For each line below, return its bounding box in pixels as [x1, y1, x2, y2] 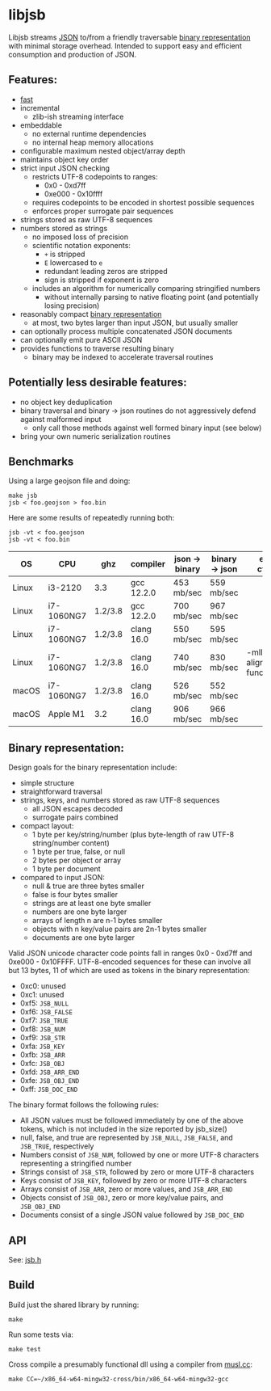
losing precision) [44, 301, 100, 310]
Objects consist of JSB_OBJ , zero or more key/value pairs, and [19, 1193, 223, 1203]
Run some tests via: [8, 1330, 74, 1339]
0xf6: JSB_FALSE [19, 1007, 73, 1017]
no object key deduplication [19, 397, 113, 407]
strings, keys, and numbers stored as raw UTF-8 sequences [19, 795, 220, 805]
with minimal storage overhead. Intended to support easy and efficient [8, 40, 242, 50]
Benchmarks [8, 454, 74, 468]
